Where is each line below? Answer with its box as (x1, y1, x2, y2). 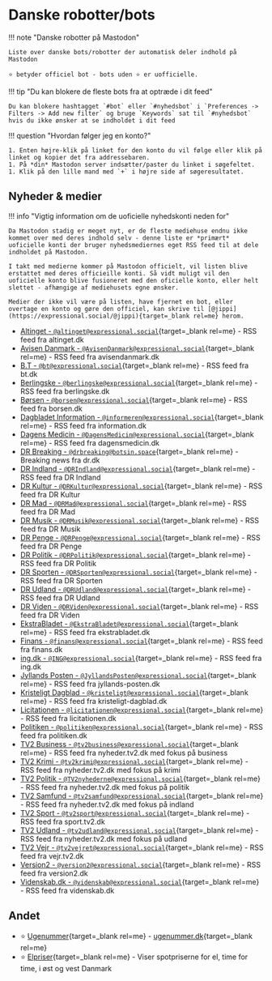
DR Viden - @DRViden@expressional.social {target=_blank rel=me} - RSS (19, 601, 259, 611)
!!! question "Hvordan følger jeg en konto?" (8, 130, 151, 140)
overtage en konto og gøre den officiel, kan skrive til (8, 305, 205, 313)
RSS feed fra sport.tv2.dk (19, 817, 105, 826)
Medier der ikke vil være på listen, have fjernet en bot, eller (8, 297, 233, 305)
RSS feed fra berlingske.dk (19, 386, 110, 396)
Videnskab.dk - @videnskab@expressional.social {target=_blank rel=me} (19, 877, 260, 886)
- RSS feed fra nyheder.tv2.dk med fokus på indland (19, 800, 194, 809)
